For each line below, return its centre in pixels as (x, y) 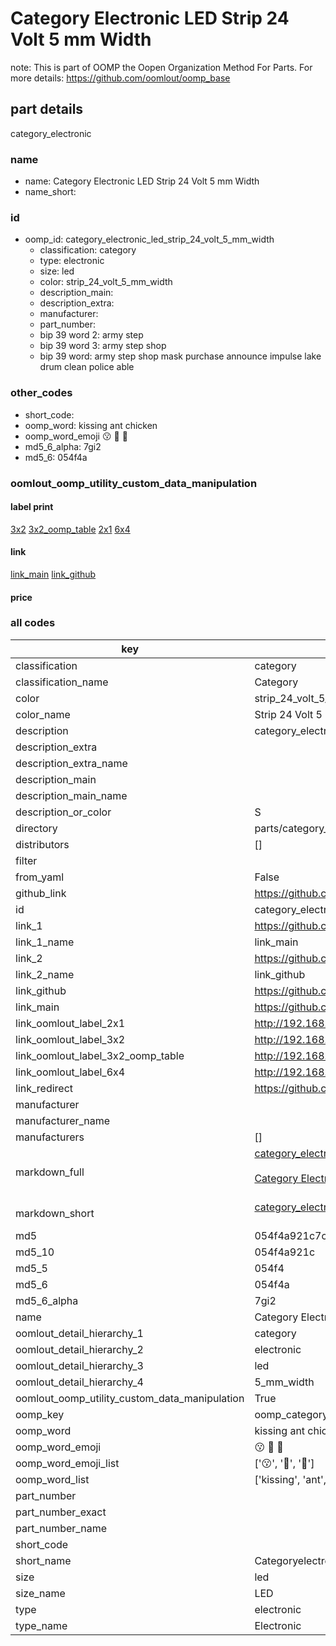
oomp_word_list (52, 1479)
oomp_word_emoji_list (67, 1463)
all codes (33, 623)
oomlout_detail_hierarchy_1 (79, 1333)
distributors (42, 844)
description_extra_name (71, 763)
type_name (41, 1625)
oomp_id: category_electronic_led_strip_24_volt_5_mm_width (149, 239)
